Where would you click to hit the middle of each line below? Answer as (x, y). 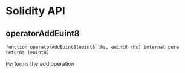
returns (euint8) (28, 52)
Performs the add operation (40, 64)
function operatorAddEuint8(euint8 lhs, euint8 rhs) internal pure (92, 47)
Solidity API (36, 11)
